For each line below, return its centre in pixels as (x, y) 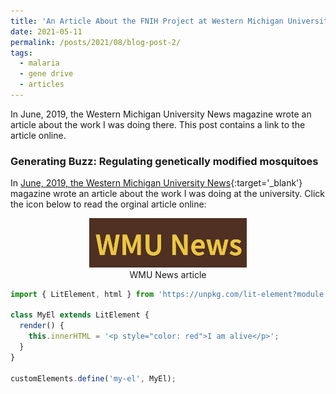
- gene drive (46, 74)
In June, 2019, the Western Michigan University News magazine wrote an (161, 114)
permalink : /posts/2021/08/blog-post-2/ (96, 42)
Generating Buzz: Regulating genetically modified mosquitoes (164, 161)
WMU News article (168, 274)
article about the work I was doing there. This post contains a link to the (158, 124)
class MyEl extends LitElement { (80, 315)
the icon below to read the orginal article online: (108, 204)
